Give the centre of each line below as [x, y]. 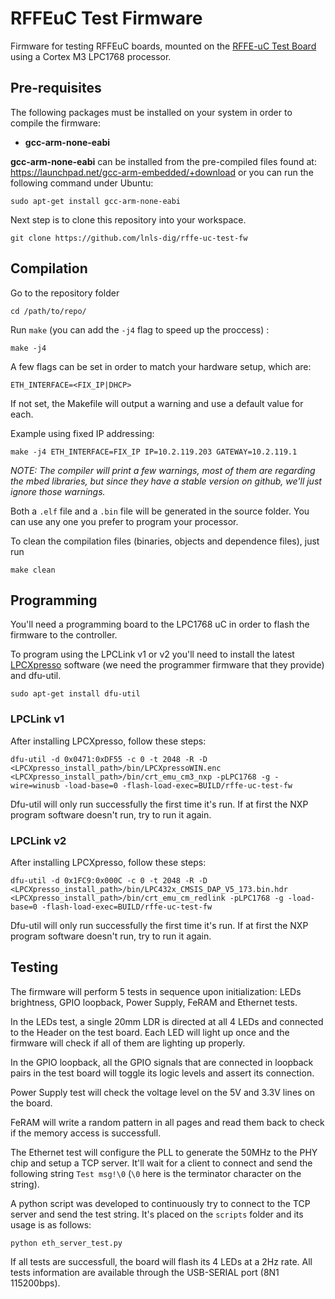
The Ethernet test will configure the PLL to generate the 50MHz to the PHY [164, 1152]
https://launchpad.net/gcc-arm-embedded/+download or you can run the [162, 172]
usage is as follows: [51, 1224]
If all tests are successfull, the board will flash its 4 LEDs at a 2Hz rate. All [161, 1261]
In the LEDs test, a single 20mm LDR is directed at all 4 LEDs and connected [167, 1021]
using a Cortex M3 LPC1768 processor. [91, 56]
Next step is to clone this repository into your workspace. [128, 219]
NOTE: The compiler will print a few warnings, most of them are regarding [163, 470]
